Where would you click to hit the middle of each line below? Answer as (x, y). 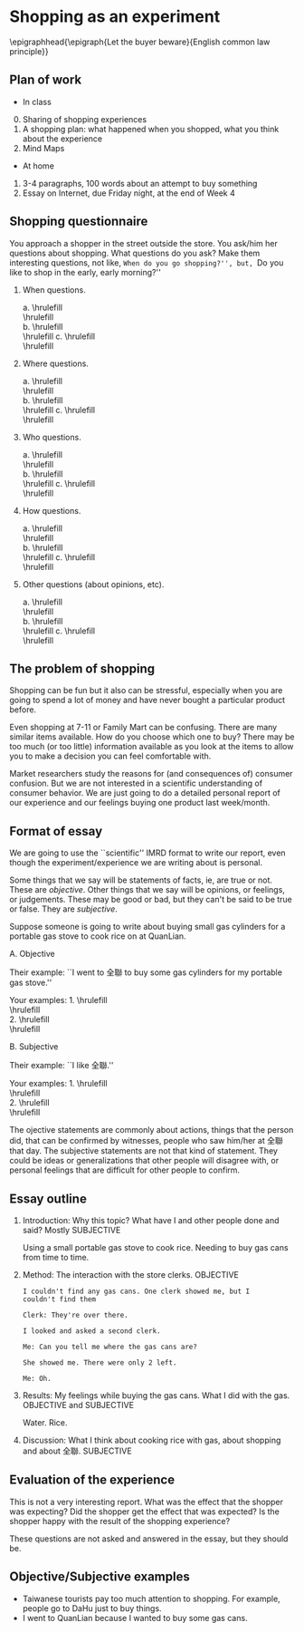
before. (23, 710)
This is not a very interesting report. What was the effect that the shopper (146, 1502)
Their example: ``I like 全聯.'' (62, 1066)
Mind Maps (43, 148)
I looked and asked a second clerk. (91, 1331)
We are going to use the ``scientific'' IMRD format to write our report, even (148, 853)
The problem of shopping (82, 668)
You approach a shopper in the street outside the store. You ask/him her (143, 243)
